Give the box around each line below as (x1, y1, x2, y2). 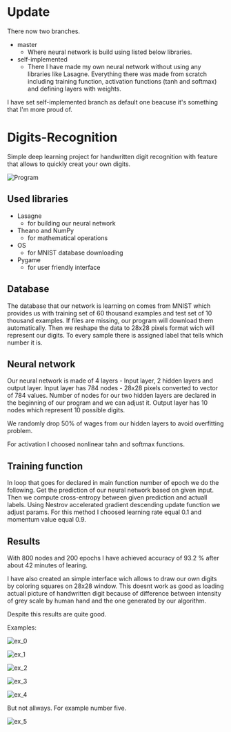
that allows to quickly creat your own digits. (7, 160, 131, 168)
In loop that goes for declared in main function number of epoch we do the (7, 479, 219, 487)
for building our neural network (27, 219, 116, 227)
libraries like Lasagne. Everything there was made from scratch (27, 70, 208, 78)
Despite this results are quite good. (7, 610, 107, 618)
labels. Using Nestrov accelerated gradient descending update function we (7, 501, 221, 509)
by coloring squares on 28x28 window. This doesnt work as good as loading (7, 582, 224, 590)
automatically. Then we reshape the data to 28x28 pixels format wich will (7, 323, 215, 332)
